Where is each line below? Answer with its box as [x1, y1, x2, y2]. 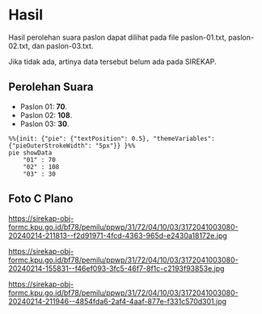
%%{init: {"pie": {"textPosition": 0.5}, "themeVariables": [8, 134, 216, 142]
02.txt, [8, 40, 31, 50]
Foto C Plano [8, 192, 74, 206]
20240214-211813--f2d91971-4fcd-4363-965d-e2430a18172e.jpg [8, 231, 228, 240]
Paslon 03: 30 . [19, 119, 70, 129]
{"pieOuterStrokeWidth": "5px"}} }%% [8, 142, 136, 150]
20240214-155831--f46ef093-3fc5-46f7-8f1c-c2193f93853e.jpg [8, 263, 225, 273]
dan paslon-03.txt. [32, 40, 94, 50]
